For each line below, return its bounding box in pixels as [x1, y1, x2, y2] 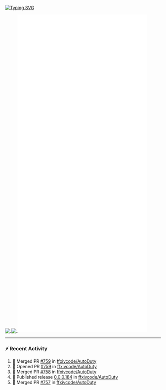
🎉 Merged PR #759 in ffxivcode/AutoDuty [12, 358, 97, 364]
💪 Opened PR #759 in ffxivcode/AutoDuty [12, 364, 97, 370]
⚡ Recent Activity [5, 345, 48, 352]
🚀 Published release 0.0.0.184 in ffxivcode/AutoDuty [12, 374, 118, 380]
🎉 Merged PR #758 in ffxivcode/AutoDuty [12, 369, 97, 375]
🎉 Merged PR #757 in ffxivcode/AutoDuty [12, 380, 96, 386]
